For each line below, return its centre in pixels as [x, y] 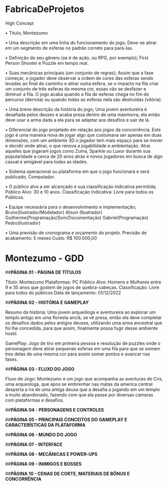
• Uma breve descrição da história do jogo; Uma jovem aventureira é [76, 109]
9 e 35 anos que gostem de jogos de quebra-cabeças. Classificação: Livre [82, 287]
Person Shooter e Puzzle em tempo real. [47, 63]
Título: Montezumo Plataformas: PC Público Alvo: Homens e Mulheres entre [83, 282]
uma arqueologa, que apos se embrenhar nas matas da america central [79, 384]
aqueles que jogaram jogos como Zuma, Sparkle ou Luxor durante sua [78, 151]
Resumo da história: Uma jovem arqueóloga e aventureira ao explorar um [80, 312]
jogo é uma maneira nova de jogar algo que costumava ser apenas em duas [83, 135]
